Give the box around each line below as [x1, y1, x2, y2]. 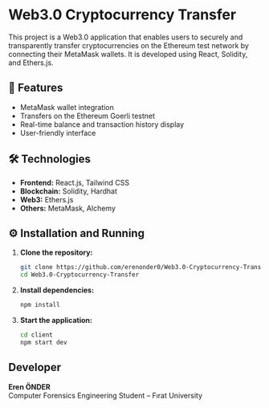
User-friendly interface [19, 128, 96, 137]
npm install [19, 301, 60, 309]
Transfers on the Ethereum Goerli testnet [19, 111, 155, 120]
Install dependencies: [19, 285, 95, 295]
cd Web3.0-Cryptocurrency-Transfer [19, 271, 140, 279]
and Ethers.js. [8, 58, 54, 67]
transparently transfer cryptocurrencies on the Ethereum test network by [8, 40, 249, 50]
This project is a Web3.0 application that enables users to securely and [8, 32, 243, 42]
